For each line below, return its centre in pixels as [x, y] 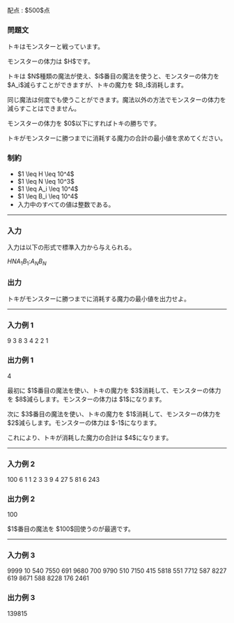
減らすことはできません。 [44, 109]
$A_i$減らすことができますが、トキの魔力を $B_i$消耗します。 [97, 85]
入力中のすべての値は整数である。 [66, 204]
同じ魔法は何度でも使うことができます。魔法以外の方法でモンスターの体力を [117, 100]
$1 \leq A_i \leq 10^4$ [48, 189]
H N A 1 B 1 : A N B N [27, 262]
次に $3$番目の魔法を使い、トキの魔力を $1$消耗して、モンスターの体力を [114, 413]
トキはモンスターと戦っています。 [56, 47]
